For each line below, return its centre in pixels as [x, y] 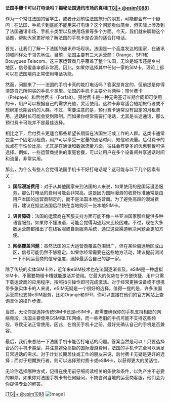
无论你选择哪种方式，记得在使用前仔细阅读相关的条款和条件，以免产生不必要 [85, 371]
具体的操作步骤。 [27, 301]
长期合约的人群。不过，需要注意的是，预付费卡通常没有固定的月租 [87, 110]
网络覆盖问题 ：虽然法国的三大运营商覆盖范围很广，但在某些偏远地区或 [86, 246]
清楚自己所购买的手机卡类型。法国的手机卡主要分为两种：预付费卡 [74, 91]
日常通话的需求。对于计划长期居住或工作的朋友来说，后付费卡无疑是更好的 [83, 354]
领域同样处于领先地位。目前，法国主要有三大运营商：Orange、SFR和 [77, 55]
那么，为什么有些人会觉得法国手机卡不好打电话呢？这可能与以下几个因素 [80, 169]
